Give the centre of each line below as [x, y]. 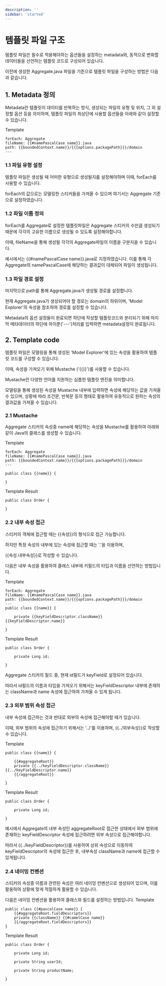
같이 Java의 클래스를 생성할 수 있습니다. [44, 433]
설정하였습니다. [29, 200]
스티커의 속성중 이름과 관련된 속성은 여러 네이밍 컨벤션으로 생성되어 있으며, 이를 [82, 883]
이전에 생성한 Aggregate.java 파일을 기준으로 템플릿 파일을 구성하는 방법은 [77, 72]
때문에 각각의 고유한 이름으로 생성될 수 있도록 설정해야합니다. [64, 231]
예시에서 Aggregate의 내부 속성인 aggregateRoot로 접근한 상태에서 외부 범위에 [82, 828]
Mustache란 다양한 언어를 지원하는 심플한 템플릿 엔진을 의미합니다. [70, 379]
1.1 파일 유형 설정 [24, 165]
